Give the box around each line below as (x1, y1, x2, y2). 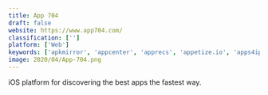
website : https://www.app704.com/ (8, 26, 124, 34)
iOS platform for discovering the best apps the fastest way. (8, 77, 202, 87)
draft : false (8, 19, 52, 27)
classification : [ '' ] (8, 33, 81, 42)
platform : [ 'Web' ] (8, 41, 69, 49)
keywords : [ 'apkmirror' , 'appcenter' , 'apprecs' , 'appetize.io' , (8, 48, 231, 56)
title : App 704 (8, 11, 59, 20)
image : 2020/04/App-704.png (8, 56, 102, 64)
